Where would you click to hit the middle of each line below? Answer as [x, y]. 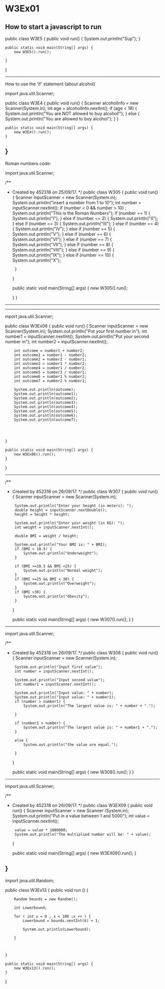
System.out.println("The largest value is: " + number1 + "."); [91, 727]
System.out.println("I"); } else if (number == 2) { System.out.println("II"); [85, 218]
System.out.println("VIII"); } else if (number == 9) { [63, 250]
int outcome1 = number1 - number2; [50, 355]
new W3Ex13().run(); [35, 968]
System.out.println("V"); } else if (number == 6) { [62, 234]
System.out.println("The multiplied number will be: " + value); [83, 834]
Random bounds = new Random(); [46, 899]
